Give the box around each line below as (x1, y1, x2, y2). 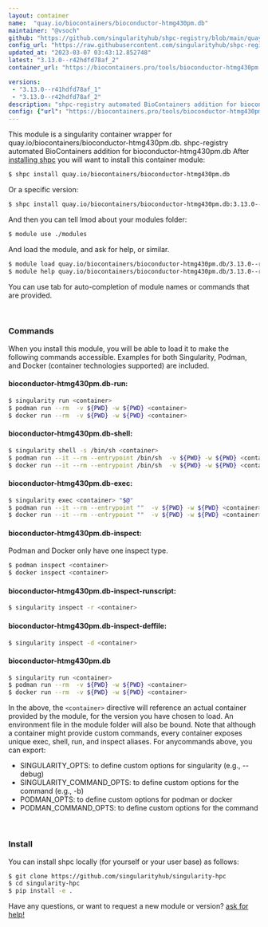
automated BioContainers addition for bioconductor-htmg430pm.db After (8, 147, 250, 156)
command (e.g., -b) (19, 787, 85, 796)
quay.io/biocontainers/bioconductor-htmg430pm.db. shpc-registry (8, 138, 229, 148)
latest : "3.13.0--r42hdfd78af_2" (8, 57, 120, 65)
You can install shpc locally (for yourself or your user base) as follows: (8, 857, 239, 866)
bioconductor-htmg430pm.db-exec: (8, 479, 133, 488)
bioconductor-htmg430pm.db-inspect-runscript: (8, 586, 177, 595)
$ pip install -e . (8, 887, 73, 895)
